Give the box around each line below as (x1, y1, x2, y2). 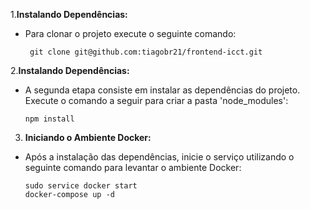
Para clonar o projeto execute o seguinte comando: (24, 28, 237, 39)
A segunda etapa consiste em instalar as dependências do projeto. (24, 84, 301, 96)
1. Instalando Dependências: (10, 9, 128, 20)
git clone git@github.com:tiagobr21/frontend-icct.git (29, 47, 263, 57)
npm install (24, 114, 75, 124)
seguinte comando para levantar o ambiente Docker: (24, 162, 242, 173)
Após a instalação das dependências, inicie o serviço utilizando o (24, 151, 295, 163)
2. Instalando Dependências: (10, 65, 130, 76)
